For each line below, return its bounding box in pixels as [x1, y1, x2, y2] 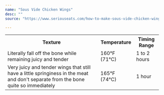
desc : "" [5, 12, 23, 17]
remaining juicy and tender [7, 56, 69, 63]
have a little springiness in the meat [7, 70, 89, 77]
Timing [138, 36, 155, 43]
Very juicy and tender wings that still [7, 64, 91, 71]
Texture [42, 39, 61, 46]
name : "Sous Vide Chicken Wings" [5, 7, 73, 12]
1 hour [136, 73, 151, 80]
